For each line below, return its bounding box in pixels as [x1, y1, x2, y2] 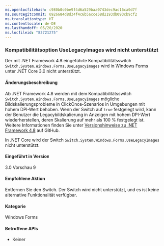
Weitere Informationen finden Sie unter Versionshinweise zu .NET [5, 122, 137, 128]
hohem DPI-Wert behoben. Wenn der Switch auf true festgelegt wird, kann [5, 106, 157, 112]
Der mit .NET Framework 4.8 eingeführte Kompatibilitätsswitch [5, 58, 132, 64]
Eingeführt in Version [5, 154, 50, 160]
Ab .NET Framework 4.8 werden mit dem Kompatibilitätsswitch [5, 90, 132, 96]
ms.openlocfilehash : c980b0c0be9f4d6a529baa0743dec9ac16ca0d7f [5, 7, 137, 12]
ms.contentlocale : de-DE [5, 21, 56, 26]
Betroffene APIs [5, 225, 38, 231]
